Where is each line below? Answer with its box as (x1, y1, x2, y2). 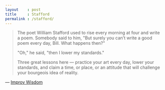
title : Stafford (5, 12, 50, 17)
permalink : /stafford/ (5, 16, 54, 21)
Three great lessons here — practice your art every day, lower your (17, 60, 154, 65)
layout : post (5, 7, 41, 12)
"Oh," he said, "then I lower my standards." (17, 50, 105, 56)
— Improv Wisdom (5, 79, 43, 85)
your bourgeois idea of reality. (17, 70, 79, 76)
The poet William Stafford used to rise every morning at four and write (17, 30, 160, 36)
